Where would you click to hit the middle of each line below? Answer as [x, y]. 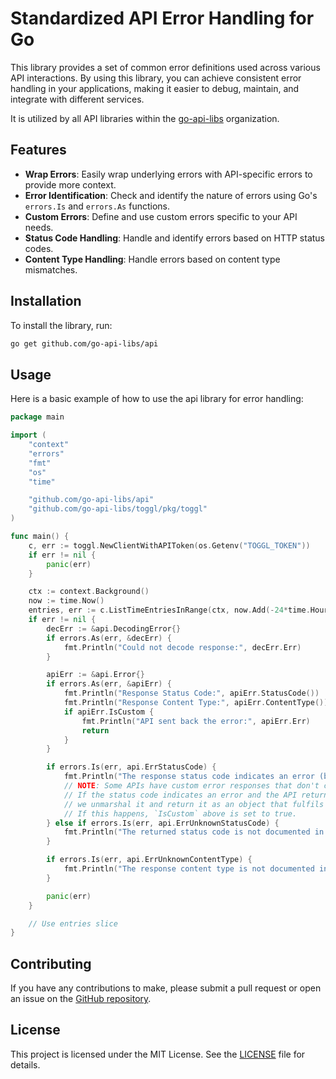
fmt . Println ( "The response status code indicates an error [189, 777]
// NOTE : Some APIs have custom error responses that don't [191, 786]
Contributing [51, 963]
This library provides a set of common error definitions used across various [165, 67]
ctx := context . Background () [89, 592]
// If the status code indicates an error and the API [180, 795]
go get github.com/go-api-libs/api [84, 343]
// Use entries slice [73, 923]
